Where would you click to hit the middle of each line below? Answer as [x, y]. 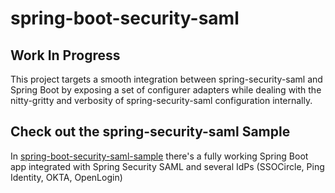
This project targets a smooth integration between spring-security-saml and [166, 79]
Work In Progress [65, 55]
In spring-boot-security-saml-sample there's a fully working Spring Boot [159, 156]
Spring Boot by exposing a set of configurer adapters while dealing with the [166, 90]
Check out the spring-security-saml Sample [150, 132]
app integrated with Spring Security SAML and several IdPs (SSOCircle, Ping [167, 166]
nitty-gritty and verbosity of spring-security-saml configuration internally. [161, 100]
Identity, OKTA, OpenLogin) [66, 177]
